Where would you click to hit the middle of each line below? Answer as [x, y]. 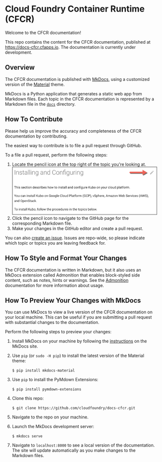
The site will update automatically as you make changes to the [74, 450]
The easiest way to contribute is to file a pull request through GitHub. [74, 145]
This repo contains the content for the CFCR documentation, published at [78, 42]
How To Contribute [34, 119]
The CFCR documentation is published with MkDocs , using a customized [77, 79]
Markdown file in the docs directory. [40, 104]
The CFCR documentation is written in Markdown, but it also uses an [73, 270]
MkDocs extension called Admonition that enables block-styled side [73, 275]
